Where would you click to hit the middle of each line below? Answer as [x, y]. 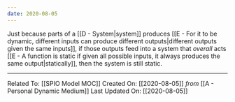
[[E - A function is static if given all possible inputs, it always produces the [114, 56]
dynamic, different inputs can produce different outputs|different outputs [112, 41]
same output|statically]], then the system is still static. [85, 63]
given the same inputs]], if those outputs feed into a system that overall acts [117, 48]
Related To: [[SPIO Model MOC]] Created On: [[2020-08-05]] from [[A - [111, 83]
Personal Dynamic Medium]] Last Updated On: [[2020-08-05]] [98, 91]
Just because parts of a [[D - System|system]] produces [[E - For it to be [112, 34]
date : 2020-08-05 [33, 14]
